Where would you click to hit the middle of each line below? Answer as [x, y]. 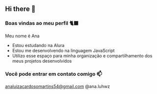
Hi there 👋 [20, 9]
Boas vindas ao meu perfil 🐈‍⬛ [42, 23]
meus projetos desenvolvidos [42, 61]
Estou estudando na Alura [38, 45]
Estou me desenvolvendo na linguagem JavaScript [63, 50]
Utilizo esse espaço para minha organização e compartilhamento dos [82, 56]
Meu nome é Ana [22, 36]
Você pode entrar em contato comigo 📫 [53, 74]
